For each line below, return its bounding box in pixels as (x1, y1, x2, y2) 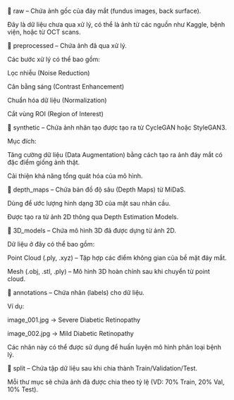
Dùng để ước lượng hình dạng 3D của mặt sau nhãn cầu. (7, 199, 171, 207)
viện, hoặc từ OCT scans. (7, 28, 81, 36)
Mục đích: (7, 137, 37, 145)
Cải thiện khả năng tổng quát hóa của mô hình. (7, 172, 143, 180)
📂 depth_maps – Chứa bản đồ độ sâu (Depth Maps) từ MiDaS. (7, 185, 186, 194)
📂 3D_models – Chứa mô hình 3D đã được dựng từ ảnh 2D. (7, 226, 176, 235)
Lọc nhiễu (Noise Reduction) (7, 69, 90, 77)
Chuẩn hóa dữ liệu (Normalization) (7, 96, 107, 104)
